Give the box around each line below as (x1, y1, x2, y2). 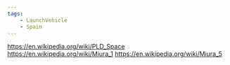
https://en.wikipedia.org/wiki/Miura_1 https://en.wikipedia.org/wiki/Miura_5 (7, 50, 223, 58)
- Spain (20, 23, 42, 30)
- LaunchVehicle (20, 17, 68, 24)
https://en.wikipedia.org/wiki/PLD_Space (7, 43, 125, 51)
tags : (7, 10, 23, 17)
